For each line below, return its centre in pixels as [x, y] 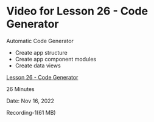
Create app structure [41, 52]
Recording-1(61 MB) [31, 112]
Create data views [38, 66]
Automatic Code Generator [40, 41]
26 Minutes [20, 89]
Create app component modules [56, 59]
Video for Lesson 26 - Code [77, 11]
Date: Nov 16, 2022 [30, 101]
